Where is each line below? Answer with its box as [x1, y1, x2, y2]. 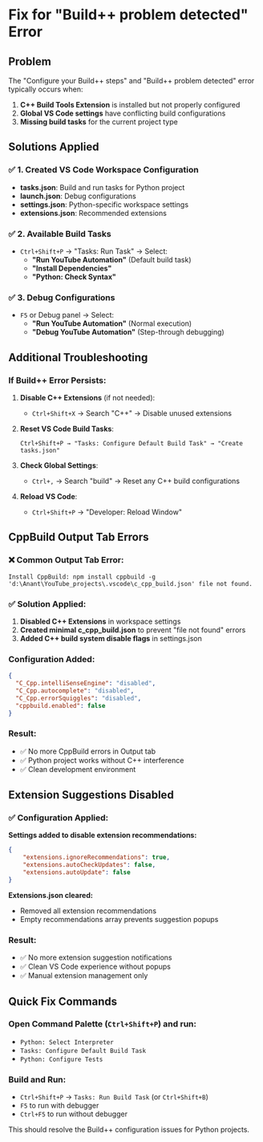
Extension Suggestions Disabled [8, 788, 174, 802]
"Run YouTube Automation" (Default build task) [31, 254, 192, 264]
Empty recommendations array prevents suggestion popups [19, 914, 219, 924]
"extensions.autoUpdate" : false [22, 868, 131, 876]
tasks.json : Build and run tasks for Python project [19, 182, 185, 192]
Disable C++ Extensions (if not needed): [19, 392, 156, 402]
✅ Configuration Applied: [8, 812, 109, 823]
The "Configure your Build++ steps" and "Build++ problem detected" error [8, 76, 255, 85]
